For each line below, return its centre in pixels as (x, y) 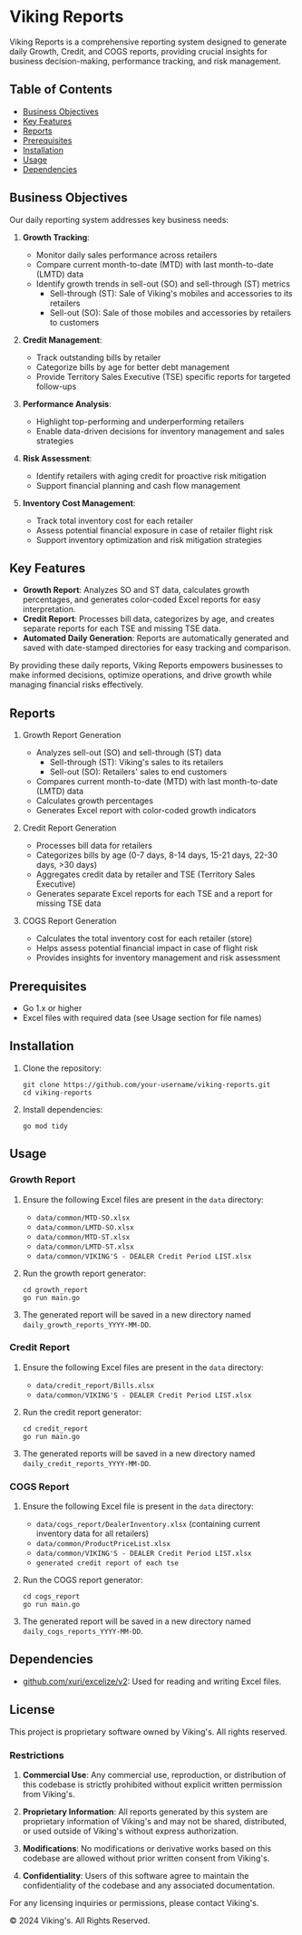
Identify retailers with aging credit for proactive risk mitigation (151, 476)
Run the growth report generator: (84, 1273)
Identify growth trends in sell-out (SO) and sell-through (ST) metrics (163, 284)
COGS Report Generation (69, 921)
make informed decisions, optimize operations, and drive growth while (141, 675)
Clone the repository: (62, 1068)
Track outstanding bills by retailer (98, 357)
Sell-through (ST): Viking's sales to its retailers (136, 763)
